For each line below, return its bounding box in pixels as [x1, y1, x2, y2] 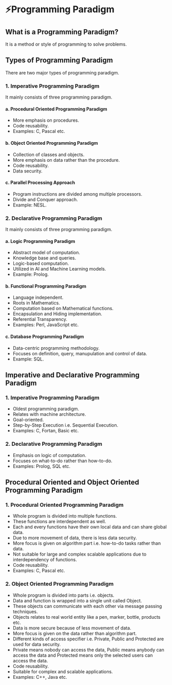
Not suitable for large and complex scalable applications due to [12, 551, 147, 557]
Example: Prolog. [12, 271, 49, 277]
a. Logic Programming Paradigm [5, 238, 75, 244]
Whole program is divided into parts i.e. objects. [12, 592, 114, 598]
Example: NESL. [12, 202, 47, 208]
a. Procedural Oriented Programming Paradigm [5, 106, 108, 112]
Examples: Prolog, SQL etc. [12, 463, 71, 469]
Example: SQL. [12, 356, 44, 362]
